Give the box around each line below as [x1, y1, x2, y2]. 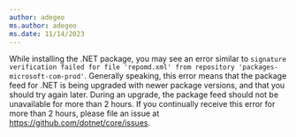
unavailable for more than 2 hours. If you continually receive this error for [9, 99, 276, 110]
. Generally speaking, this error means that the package [84, 71, 287, 81]
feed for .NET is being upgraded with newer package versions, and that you [9, 80, 285, 91]
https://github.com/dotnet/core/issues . [9, 118, 151, 128]
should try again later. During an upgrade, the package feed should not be [9, 89, 279, 100]
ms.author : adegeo [9, 21, 77, 30]
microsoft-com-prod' [9, 72, 86, 81]
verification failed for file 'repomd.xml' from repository [9, 63, 236, 72]
